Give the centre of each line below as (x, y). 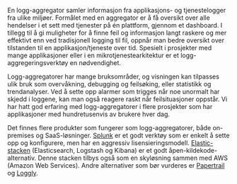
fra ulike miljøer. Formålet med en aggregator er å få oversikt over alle (109, 18)
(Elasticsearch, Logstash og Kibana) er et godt (99, 150)
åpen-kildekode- (193, 150)
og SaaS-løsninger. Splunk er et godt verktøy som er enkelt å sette (133, 135)
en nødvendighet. (96, 63)
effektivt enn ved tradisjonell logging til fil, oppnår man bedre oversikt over (116, 40)
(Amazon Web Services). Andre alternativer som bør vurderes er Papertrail (116, 165)
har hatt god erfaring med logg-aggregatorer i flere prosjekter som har (110, 107)
